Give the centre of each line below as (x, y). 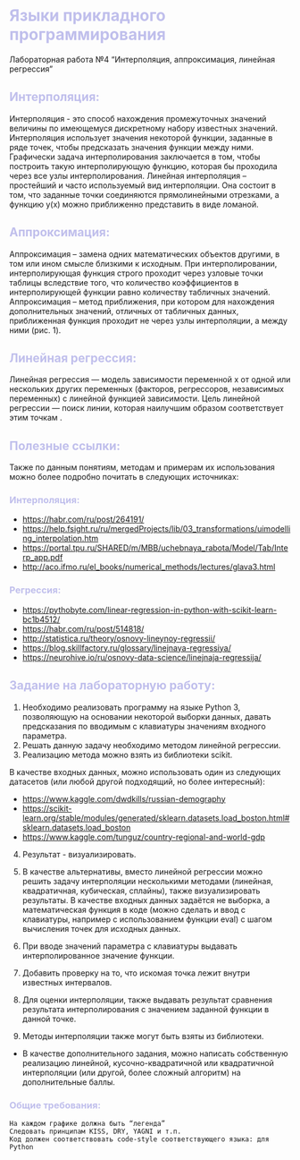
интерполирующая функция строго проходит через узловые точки (136, 273)
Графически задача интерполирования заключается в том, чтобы (135, 157)
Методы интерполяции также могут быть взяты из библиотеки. (143, 1036)
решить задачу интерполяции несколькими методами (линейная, (148, 881)
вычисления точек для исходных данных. (101, 928)
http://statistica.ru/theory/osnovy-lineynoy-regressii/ (119, 638)
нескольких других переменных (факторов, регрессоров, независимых (146, 389)
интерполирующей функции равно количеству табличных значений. (140, 292)
